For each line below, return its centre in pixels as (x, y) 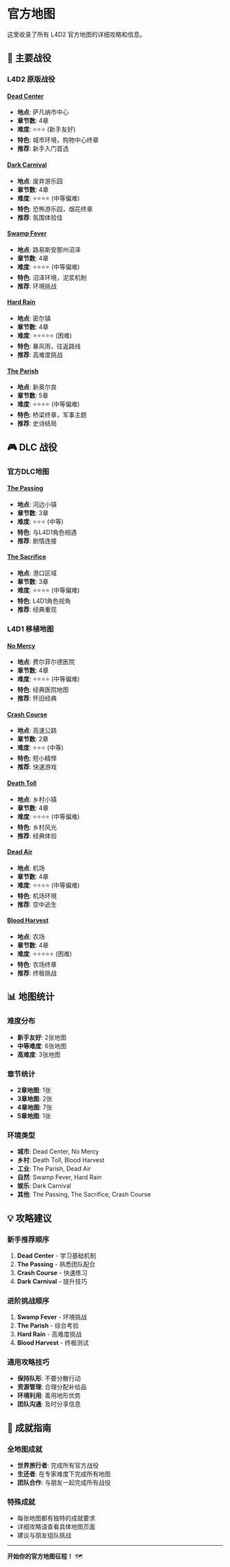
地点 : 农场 (31, 936)
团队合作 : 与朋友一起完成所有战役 (64, 1483)
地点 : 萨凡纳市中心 (43, 112)
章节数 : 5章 (33, 396)
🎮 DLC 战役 (32, 447)
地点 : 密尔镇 (34, 318)
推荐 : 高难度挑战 (40, 355)
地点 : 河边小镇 (37, 504)
